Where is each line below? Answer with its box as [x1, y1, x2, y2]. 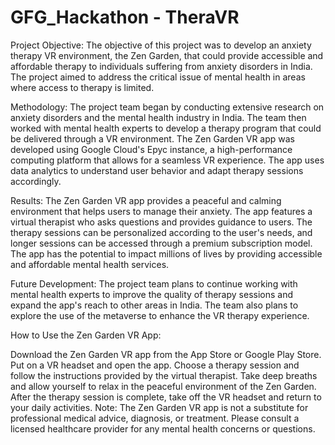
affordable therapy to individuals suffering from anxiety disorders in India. [10, 60, 313, 72]
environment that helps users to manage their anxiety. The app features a [10, 205, 313, 217]
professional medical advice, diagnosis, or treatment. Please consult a [10, 412, 300, 424]
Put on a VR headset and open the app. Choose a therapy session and [10, 359, 300, 371]
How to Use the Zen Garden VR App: [10, 329, 162, 341]
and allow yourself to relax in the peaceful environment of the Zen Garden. [10, 380, 317, 392]
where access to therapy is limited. [10, 81, 155, 93]
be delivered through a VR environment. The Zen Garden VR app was [10, 132, 296, 145]
